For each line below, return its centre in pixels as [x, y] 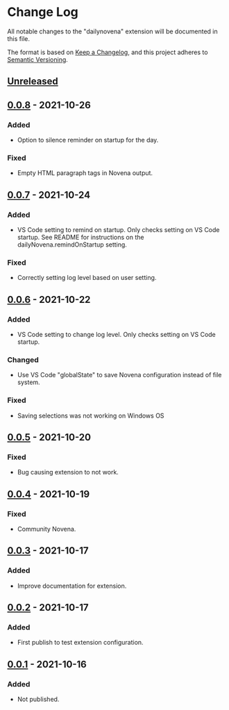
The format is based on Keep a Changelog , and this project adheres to [108, 52]
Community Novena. [46, 529]
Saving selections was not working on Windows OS [91, 415]
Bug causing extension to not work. [68, 472]
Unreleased [33, 82]
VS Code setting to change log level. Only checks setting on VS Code [117, 334]
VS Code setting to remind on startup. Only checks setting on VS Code [118, 230]
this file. [18, 38]
